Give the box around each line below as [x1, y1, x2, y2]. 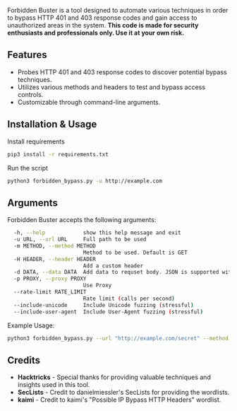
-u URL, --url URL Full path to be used [13, 236, 147, 243]
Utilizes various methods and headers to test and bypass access [17, 83, 206, 91]
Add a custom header [83, 262, 143, 270]
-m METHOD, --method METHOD [13, 242, 97, 250]
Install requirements [7, 137, 65, 146]
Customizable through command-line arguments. [17, 98, 161, 106]
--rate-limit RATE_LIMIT [13, 289, 87, 296]
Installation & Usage [7, 118, 97, 130]
